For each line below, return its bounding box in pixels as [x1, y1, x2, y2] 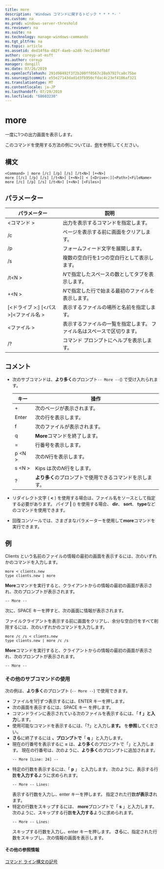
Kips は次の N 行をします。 [35, 465, 94, 472]
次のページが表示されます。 [35, 405, 99, 411]
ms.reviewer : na [5, 25, 38, 30]
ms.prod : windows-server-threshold [5, 21, 78, 26]
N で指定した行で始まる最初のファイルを [62, 287, 155, 294]
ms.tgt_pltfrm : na [5, 39, 42, 44]
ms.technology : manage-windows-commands [5, 35, 89, 40]
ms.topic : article [5, 44, 42, 48]
